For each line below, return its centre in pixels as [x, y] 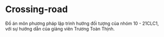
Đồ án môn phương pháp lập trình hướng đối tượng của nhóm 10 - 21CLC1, [82, 23]
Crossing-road [37, 9]
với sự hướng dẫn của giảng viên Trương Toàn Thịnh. [60, 28]
